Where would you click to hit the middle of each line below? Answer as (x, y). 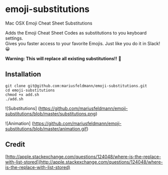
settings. (14, 38)
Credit (15, 145)
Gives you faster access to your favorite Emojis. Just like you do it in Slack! (83, 43)
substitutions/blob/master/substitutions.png (51, 113)
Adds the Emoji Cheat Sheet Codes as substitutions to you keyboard (76, 33)
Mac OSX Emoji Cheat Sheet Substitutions (49, 23)
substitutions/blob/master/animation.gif (46, 128)
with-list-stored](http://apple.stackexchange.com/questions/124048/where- (84, 162)
